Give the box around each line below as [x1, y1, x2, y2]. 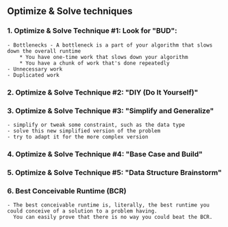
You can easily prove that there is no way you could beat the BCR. [13, 214, 213, 221]
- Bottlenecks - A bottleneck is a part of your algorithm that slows [7, 41, 213, 49]
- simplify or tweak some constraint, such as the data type [7, 121, 186, 128]
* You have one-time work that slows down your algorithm [19, 53, 188, 60]
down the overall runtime [7, 47, 81, 54]
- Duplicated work [7, 71, 60, 78]
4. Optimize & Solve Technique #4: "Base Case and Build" [7, 149, 203, 158]
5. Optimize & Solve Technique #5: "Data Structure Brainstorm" [7, 167, 223, 177]
